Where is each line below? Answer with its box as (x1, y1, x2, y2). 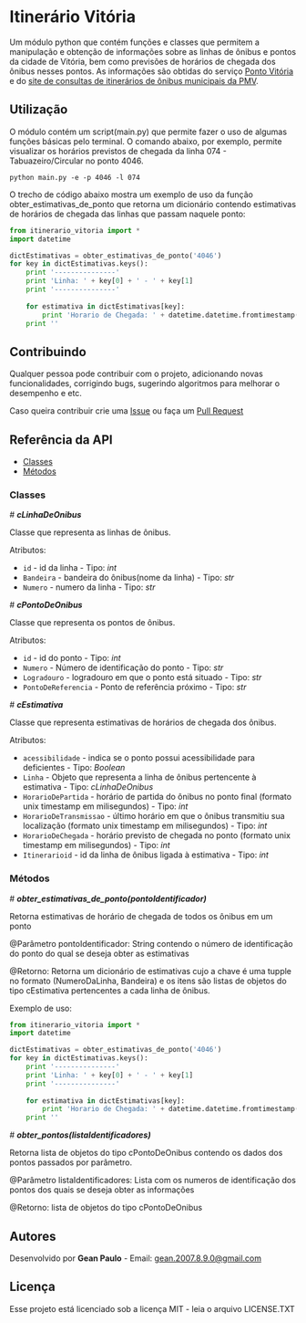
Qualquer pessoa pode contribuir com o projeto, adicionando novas (9, 368, 264, 380)
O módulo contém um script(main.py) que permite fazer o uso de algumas (9, 126, 288, 137)
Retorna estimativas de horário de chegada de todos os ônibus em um (9, 910, 273, 921)
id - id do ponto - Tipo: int (22, 653, 121, 664)
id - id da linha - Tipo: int (22, 562, 117, 573)
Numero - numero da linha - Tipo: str (22, 582, 156, 593)
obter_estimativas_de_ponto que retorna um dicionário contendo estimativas (9, 198, 297, 209)
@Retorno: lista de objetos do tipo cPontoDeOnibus (9, 1202, 203, 1213)
